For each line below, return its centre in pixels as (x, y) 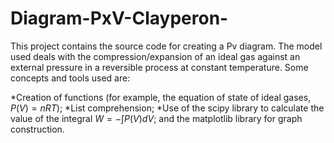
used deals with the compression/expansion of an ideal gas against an (155, 56)
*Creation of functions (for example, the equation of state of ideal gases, (161, 97)
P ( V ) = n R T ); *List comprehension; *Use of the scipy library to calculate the (167, 108)
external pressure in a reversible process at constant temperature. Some (159, 67)
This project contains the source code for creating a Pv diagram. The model (166, 46)
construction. (37, 129)
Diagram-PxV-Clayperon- (119, 18)
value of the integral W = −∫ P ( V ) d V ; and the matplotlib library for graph (156, 118)
